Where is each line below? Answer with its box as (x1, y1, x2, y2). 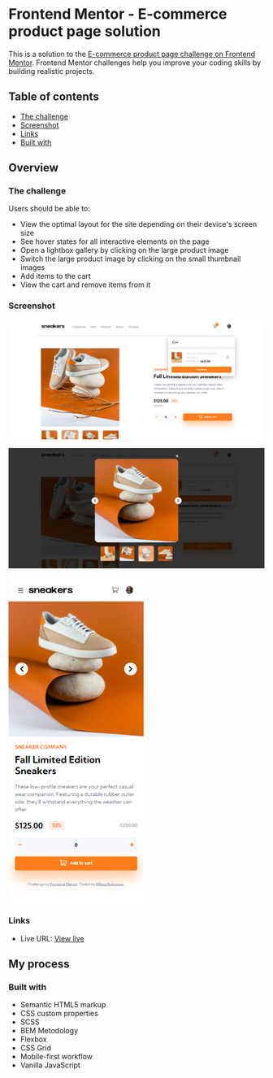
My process (8, 957, 70, 971)
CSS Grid (19, 1043, 51, 1053)
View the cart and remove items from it (19, 280, 151, 289)
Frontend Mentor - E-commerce (8, 5, 227, 24)
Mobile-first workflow (19, 1052, 93, 1062)
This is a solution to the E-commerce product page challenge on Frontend (8, 49, 256, 59)
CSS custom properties (19, 1009, 99, 1019)
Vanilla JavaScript (19, 1060, 81, 1070)
